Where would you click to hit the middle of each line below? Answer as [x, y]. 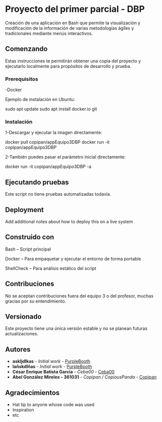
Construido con [30, 237]
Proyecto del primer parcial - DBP [75, 9]
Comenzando [27, 49]
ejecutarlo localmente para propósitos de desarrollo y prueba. [68, 66]
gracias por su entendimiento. [36, 301]
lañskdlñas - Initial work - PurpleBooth [52, 367]
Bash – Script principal [28, 249]
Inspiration [23, 410]
